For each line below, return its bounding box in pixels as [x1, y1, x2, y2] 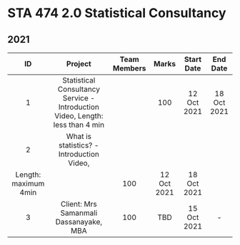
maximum [11, 179, 45, 188]
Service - [62, 93, 95, 103]
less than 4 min [53, 120, 105, 130]
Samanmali [60, 208, 98, 218]
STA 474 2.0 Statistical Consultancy [7, 5, 226, 21]
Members [112, 63, 146, 73]
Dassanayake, [55, 217, 103, 226]
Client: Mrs [60, 199, 98, 209]
